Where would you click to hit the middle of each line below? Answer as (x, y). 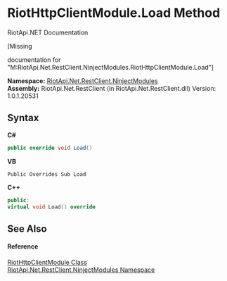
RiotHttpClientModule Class (47, 262)
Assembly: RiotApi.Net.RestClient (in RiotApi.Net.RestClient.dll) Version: (112, 88)
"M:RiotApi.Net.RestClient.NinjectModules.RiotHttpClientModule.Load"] (111, 67)
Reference (23, 246)
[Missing (20, 46)
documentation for (34, 60)
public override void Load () (50, 148)
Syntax (23, 118)
